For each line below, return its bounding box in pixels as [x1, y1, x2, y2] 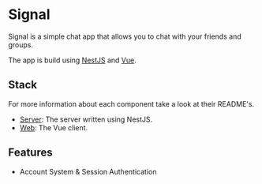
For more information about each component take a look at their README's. [8, 99, 255, 108]
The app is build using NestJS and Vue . [8, 55, 137, 65]
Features [8, 146, 53, 160]
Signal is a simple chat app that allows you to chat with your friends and [8, 32, 242, 41]
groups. [8, 39, 34, 49]
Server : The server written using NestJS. [19, 115, 153, 124]
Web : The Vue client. [19, 122, 88, 132]
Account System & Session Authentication [19, 167, 157, 176]
